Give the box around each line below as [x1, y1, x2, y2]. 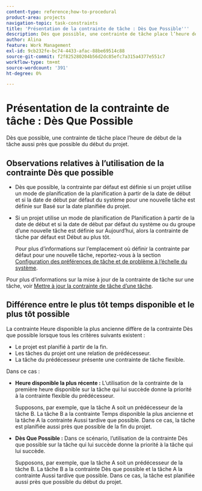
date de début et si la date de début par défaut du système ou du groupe [14, 221, 195, 227]
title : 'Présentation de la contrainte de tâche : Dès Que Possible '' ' [6, 25, 189, 32]
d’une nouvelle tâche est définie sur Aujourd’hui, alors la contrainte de [14, 227, 189, 234]
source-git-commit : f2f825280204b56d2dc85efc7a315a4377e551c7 [6, 54, 165, 60]
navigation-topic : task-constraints [6, 20, 98, 26]
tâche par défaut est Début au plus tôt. [14, 233, 111, 241]
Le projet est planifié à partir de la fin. [14, 343, 108, 350]
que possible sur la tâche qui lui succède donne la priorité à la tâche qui [14, 440, 194, 448]
